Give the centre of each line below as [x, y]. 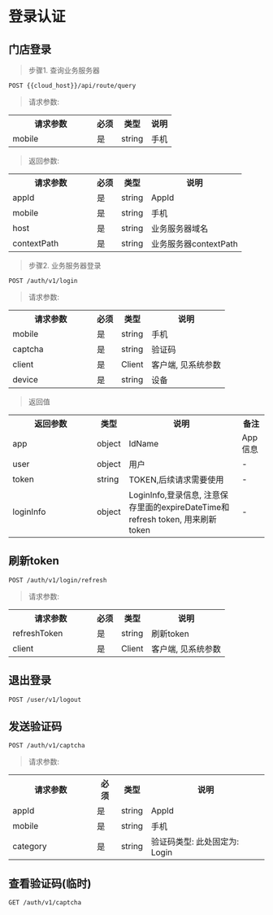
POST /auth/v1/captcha [47, 746]
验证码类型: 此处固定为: [195, 842]
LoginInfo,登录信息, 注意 [175, 495]
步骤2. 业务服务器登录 [65, 266]
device [26, 379]
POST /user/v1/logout [45, 699]
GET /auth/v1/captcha [45, 903]
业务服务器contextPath [195, 244]
